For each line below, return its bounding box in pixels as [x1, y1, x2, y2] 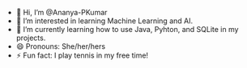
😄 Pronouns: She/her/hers [15, 42, 106, 51]
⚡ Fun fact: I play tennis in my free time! [15, 50, 148, 60]
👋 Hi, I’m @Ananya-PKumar [15, 8, 108, 17]
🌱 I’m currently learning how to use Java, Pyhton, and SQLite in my [15, 25, 239, 34]
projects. [15, 33, 46, 42]
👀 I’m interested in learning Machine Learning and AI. [15, 16, 193, 26]
